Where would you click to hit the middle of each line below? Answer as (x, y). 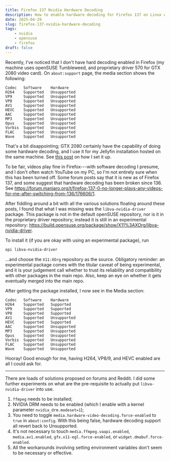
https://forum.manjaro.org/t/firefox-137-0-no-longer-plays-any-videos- (89, 188)
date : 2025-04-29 (24, 19)
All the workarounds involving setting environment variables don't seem (87, 447)
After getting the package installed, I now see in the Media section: (75, 290)
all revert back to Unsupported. (45, 426)
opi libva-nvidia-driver (31, 249)
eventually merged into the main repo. (45, 281)
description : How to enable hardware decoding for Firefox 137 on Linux (83, 15)
